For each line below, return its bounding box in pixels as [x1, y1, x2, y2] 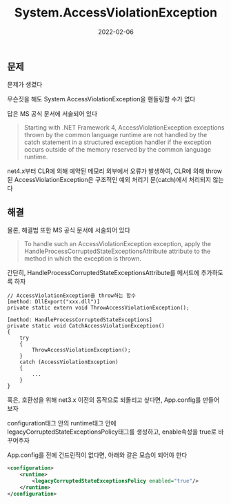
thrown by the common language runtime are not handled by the [23, 131, 208, 139]
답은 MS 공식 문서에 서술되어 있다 [7, 110, 98, 118]
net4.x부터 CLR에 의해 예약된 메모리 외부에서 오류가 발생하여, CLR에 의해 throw [7, 167, 223, 175]
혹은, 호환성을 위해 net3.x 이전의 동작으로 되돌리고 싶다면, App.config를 [7, 396, 201, 404]
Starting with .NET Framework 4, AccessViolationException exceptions [23, 123, 225, 132]
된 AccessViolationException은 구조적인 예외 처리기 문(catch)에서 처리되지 [7, 176, 212, 184]
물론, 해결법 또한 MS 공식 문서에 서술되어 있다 [7, 226, 131, 234]
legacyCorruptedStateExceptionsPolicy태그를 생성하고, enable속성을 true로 [7, 427, 217, 436]
